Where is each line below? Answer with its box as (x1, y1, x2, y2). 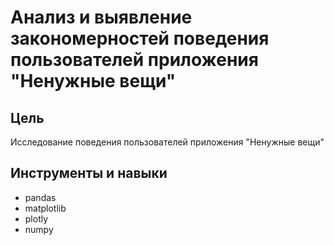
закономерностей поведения (10, 27, 270, 50)
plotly (24, 212, 49, 225)
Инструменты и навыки (10, 165, 168, 182)
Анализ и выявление (10, 6, 193, 29)
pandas (24, 191, 57, 203)
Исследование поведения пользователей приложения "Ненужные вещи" (10, 136, 325, 148)
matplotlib (24, 202, 67, 214)
